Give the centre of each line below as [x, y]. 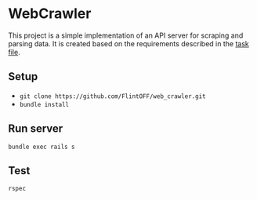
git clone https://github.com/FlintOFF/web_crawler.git [112, 96]
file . [14, 52]
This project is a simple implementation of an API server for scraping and [126, 35]
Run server [36, 129]
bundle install [44, 104]
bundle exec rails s [42, 147]
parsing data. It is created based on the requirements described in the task [128, 43]
